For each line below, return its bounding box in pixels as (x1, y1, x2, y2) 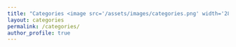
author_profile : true (7, 29, 71, 37)
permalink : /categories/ (7, 23, 80, 30)
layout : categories (7, 17, 65, 23)
